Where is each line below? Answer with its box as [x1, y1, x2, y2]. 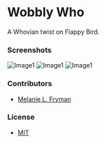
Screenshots [7, 45, 52, 55]
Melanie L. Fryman [17, 94, 72, 103]
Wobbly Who [7, 4, 85, 20]
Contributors [7, 79, 53, 89]
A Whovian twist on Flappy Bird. [7, 27, 100, 36]
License [7, 112, 35, 122]
